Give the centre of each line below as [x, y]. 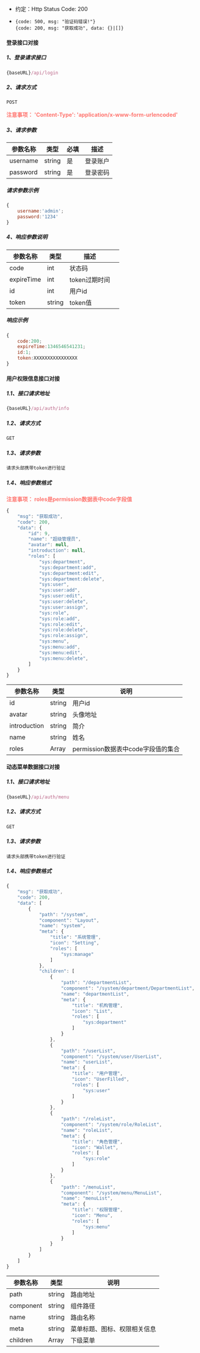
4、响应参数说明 [27, 237]
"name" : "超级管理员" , [55, 539]
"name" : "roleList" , [87, 1130]
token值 [80, 302]
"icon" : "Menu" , [92, 1216]
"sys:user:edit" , [61, 596]
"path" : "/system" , [63, 914]
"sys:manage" [77, 954]
